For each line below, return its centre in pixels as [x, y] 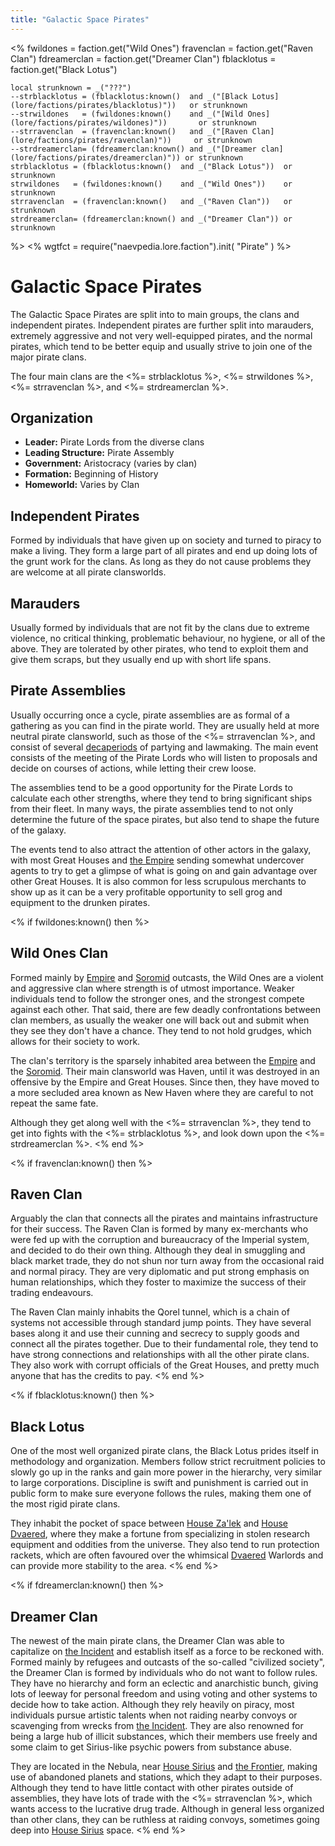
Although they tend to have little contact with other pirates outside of [152, 1788]
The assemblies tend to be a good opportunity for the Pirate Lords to [151, 787]
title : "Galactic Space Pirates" [80, 19]
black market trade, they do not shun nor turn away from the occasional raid [167, 1261]
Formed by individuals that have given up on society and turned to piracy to [166, 540]
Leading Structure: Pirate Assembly [99, 453]
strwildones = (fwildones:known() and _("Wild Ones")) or [151, 184]
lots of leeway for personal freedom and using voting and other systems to [164, 1694]
